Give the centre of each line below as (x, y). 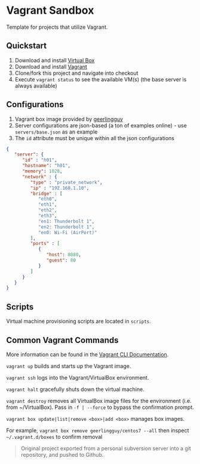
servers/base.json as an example (56, 132)
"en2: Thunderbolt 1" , (66, 227)
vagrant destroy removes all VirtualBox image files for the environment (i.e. (99, 401)
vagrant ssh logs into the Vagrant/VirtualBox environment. (78, 377)
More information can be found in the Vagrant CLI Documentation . (87, 354)
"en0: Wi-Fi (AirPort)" (67, 232)
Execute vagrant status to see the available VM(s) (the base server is (101, 79)
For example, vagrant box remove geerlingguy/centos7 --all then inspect (98, 430)
